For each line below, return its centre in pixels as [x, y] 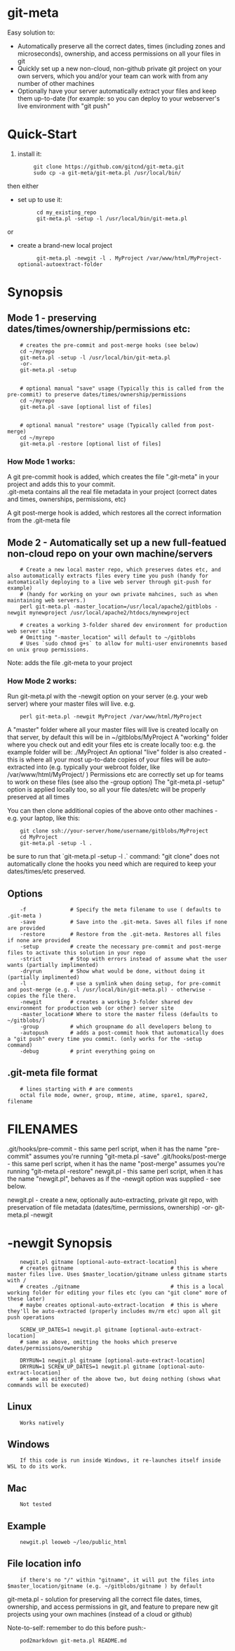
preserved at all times [39, 797]
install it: [29, 153]
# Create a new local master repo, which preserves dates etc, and [120, 569]
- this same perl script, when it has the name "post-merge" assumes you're [116, 1163]
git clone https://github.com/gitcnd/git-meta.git [109, 167]
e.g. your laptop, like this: [44, 818]
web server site [31, 631]
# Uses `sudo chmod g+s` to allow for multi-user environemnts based [124, 643]
